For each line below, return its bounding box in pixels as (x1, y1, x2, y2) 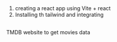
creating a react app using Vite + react (14, 5, 111, 12)
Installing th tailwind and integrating (14, 11, 104, 19)
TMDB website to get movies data (6, 28, 90, 35)
